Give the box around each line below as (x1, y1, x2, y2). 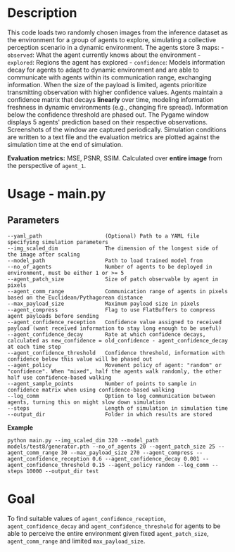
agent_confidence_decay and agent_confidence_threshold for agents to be (7, 522, 221, 530)
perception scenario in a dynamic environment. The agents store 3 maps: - (7, 43, 224, 51)
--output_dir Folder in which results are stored (7, 411, 212, 418)
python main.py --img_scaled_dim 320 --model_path (7, 437, 159, 444)
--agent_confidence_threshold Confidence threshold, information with (7, 349, 225, 357)
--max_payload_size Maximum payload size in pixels (7, 300, 200, 307)
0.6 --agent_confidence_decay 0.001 (92, 455, 200, 462)
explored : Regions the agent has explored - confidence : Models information (7, 58, 226, 66)
